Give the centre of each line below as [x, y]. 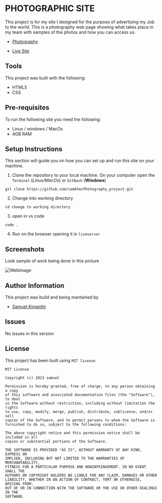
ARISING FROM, [19, 484]
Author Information [35, 286]
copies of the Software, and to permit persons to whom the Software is [80, 420]
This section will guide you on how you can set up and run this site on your [80, 161]
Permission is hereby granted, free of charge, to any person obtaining [80, 386]
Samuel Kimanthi [29, 307]
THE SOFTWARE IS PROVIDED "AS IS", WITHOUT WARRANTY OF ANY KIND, [73, 450]
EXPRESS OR [16, 454]
